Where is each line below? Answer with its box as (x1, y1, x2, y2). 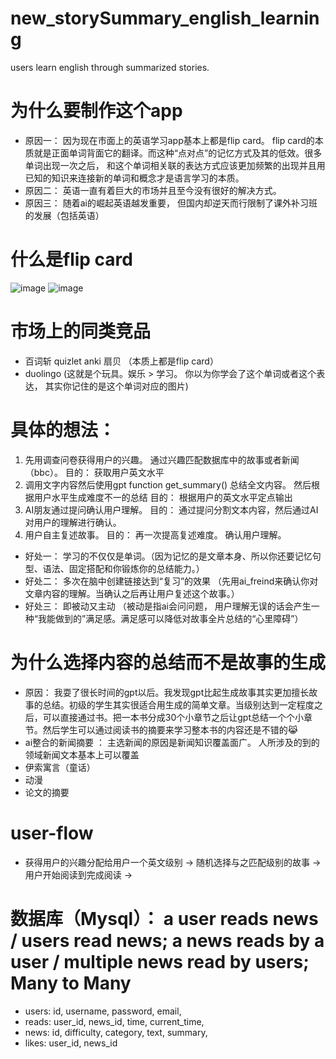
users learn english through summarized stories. (10, 61, 210, 73)
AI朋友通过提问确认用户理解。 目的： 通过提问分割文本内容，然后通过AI (24, 503, 319, 516)
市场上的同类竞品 (10, 320, 152, 342)
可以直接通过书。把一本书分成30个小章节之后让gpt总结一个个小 (42, 711, 305, 723)
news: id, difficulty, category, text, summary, (24, 1026, 208, 1038)
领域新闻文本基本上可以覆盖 (24, 748, 140, 761)
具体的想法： (10, 418, 117, 441)
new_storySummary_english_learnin (10, 7, 320, 30)
